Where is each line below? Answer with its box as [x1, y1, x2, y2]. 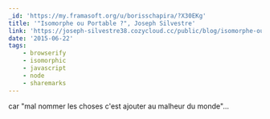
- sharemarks [22, 79, 67, 87]
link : [8, 27, 27, 35]
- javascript [22, 64, 67, 72]
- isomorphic [22, 57, 67, 65]
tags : [8, 42, 27, 50]
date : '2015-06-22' [8, 34, 74, 43]
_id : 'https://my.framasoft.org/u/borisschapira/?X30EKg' [8, 11, 207, 20]
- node [22, 72, 45, 80]
